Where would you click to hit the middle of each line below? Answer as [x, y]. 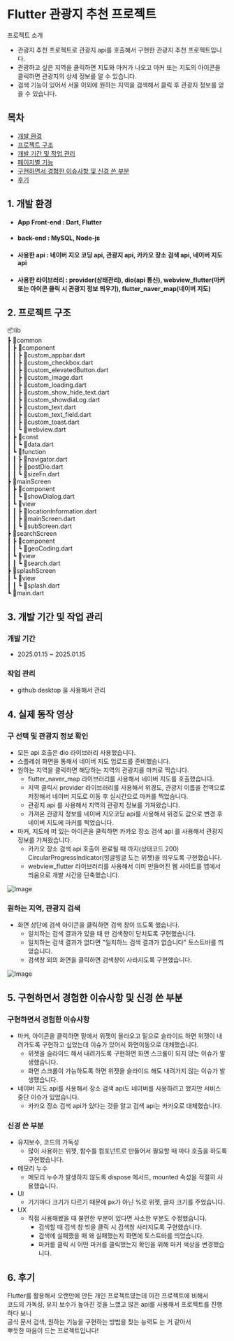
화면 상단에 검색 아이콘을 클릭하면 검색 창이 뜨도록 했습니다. [98, 925]
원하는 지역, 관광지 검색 [44, 908]
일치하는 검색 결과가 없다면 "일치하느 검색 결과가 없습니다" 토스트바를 [122, 942]
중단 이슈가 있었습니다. [48, 1097]
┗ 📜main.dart [25, 593]
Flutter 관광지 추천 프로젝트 [82, 14]
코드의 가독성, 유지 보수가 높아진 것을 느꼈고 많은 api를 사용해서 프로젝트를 [108, 1305]
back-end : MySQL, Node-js [58, 238]
